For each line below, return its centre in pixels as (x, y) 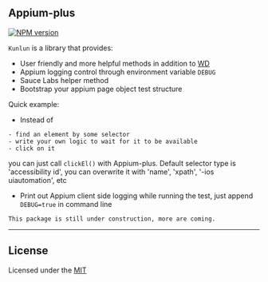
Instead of (36, 120)
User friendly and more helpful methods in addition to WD (114, 63)
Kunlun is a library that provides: (61, 48)
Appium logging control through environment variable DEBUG (118, 72)
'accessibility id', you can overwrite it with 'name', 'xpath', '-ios (111, 172)
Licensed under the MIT (47, 270)
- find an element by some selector (69, 134)
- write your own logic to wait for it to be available (103, 141)
